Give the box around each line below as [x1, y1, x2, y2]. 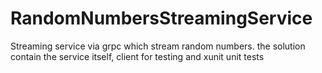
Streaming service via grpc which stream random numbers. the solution [10, 40, 306, 52]
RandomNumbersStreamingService [10, 7, 313, 30]
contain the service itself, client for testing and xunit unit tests [10, 50, 265, 62]
